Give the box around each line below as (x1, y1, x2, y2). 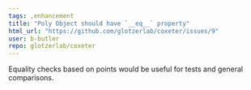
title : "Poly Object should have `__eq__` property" (8, 19, 190, 28)
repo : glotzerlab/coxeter (8, 42, 96, 50)
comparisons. (8, 73, 54, 83)
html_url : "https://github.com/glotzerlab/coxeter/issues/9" (8, 27, 219, 35)
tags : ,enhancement (8, 11, 74, 20)
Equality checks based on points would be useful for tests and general (8, 64, 244, 74)
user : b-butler (8, 34, 60, 43)
